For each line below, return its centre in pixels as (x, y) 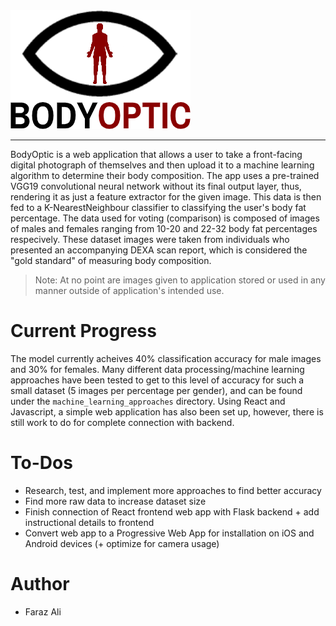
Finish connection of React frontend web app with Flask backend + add (172, 511)
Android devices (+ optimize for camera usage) (122, 543)
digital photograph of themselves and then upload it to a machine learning (162, 165)
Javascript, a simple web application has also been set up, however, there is (167, 411)
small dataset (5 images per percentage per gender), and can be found (156, 390)
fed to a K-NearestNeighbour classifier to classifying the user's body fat (158, 207)
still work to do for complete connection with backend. (122, 422)
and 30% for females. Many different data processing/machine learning (157, 369)
